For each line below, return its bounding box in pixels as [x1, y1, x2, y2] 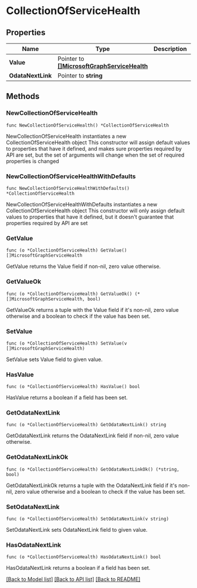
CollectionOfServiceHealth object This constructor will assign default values [6, 139, 191, 146]
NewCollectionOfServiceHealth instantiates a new [6, 132, 127, 140]
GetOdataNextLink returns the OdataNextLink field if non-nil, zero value [6, 432, 179, 439]
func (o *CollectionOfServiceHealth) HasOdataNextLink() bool [6, 554, 161, 560]
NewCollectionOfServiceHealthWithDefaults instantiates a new [6, 200, 158, 208]
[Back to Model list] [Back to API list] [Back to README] [6, 576, 141, 583]
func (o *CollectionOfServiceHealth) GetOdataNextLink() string [6, 422, 167, 428]
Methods [6, 91, 40, 101]
